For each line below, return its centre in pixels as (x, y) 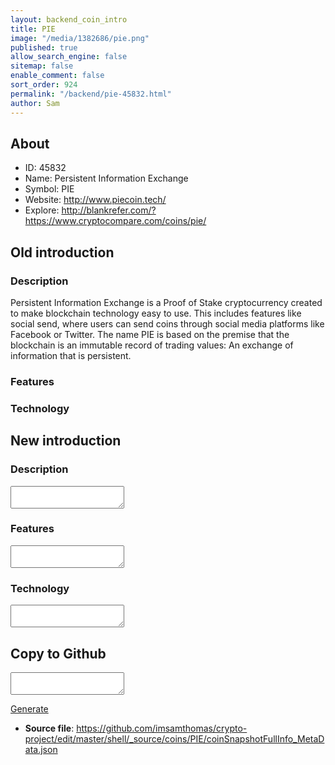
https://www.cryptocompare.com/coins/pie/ (115, 221)
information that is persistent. (71, 355)
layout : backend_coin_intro (69, 19)
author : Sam (35, 103)
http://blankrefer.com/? (109, 210)
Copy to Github (58, 653)
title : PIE (33, 29)
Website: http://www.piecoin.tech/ (95, 200)
